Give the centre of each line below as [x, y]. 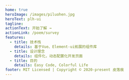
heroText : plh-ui [23, 19]
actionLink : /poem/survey [32, 33]
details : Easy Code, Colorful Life [51, 65]
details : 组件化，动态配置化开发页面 [48, 56]
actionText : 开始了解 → [28, 28]
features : [15, 38]
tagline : [14, 24]
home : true [16, 10]
